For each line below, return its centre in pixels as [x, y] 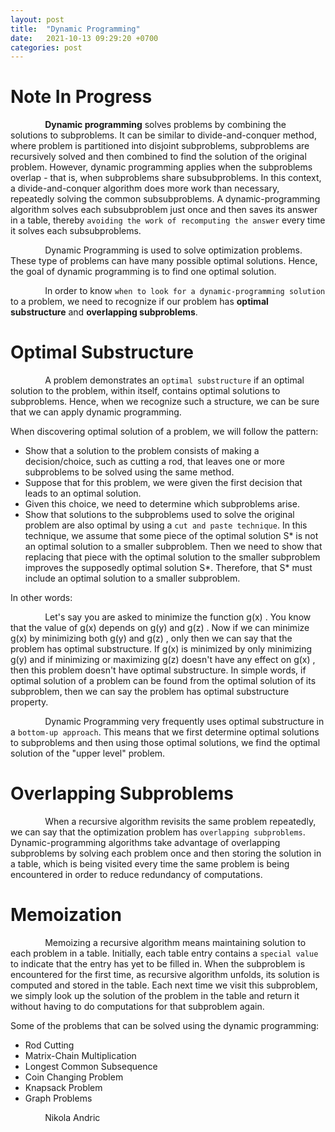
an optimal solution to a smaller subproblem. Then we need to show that [173, 547]
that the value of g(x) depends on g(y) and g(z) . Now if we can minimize [160, 628]
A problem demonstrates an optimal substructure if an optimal [174, 380]
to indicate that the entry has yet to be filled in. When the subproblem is [158, 964]
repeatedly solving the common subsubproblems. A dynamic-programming [165, 199]
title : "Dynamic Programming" [75, 29]
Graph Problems [58, 1098]
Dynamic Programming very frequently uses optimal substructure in [184, 722]
